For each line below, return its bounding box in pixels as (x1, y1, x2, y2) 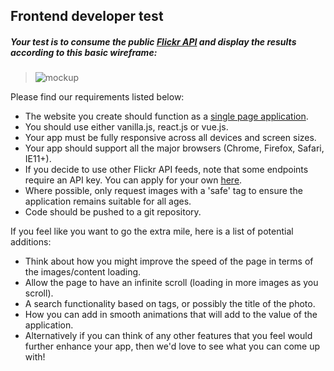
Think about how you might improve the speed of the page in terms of (24, 255, 314, 268)
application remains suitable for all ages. (24, 195, 192, 208)
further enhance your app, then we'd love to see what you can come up (24, 340, 321, 353)
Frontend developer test (10, 8, 164, 25)
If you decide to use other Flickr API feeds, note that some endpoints (24, 164, 309, 176)
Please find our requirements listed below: (10, 91, 185, 103)
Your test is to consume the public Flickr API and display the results (10, 35, 297, 48)
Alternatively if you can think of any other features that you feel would (24, 330, 313, 342)
